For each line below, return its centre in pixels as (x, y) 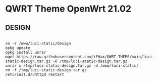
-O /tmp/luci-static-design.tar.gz (90, 61)
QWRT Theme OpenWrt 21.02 (68, 9)
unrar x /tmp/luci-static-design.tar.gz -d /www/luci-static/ (72, 66)
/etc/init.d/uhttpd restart (35, 74)
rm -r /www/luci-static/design (38, 44)
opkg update (18, 48)
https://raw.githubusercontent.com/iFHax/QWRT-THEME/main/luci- (86, 57)
